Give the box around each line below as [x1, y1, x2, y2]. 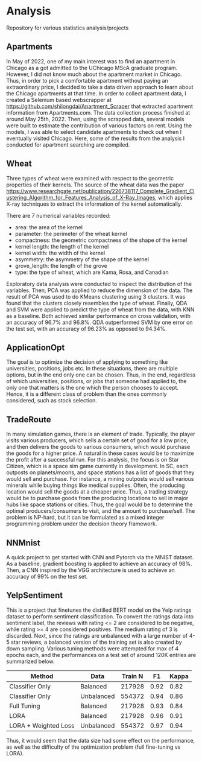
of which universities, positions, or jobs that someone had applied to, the [6, 378, 187, 385]
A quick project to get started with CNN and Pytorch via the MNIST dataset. [6, 554, 194, 560]
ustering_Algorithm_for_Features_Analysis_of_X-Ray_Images [6, 194, 156, 201]
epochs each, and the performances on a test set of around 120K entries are [6, 651, 197, 658]
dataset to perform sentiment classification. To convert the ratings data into [6, 612, 194, 620]
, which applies [154, 194, 193, 201]
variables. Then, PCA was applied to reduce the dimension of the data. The [6, 287, 193, 294]
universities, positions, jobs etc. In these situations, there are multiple [6, 365, 178, 372]
